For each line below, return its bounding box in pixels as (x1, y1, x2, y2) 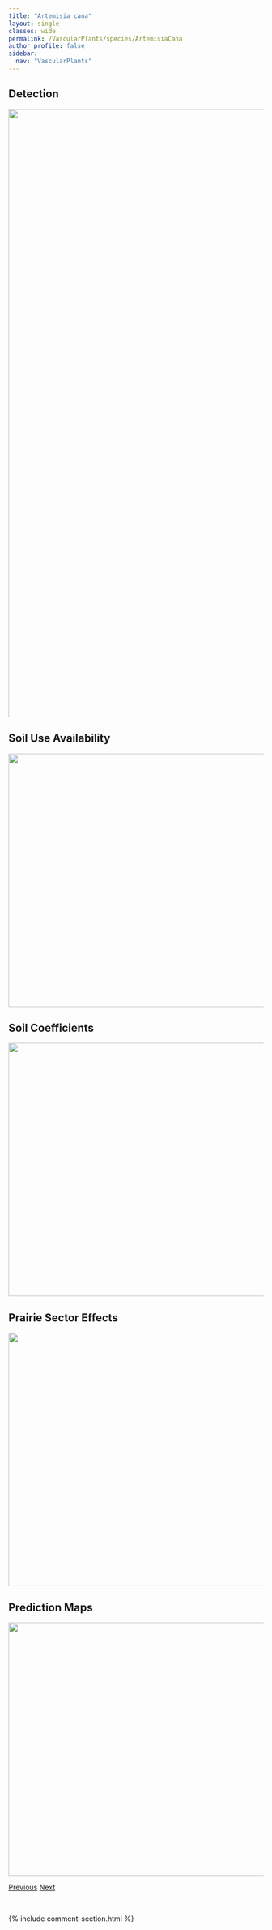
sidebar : (8, 49, 38, 58)
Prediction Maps (8, 1600, 93, 1614)
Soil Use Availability (8, 731, 111, 746)
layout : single (8, 19, 60, 28)
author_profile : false (8, 42, 85, 50)
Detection (8, 87, 59, 101)
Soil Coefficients (8, 1021, 95, 1034)
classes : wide (8, 27, 57, 35)
